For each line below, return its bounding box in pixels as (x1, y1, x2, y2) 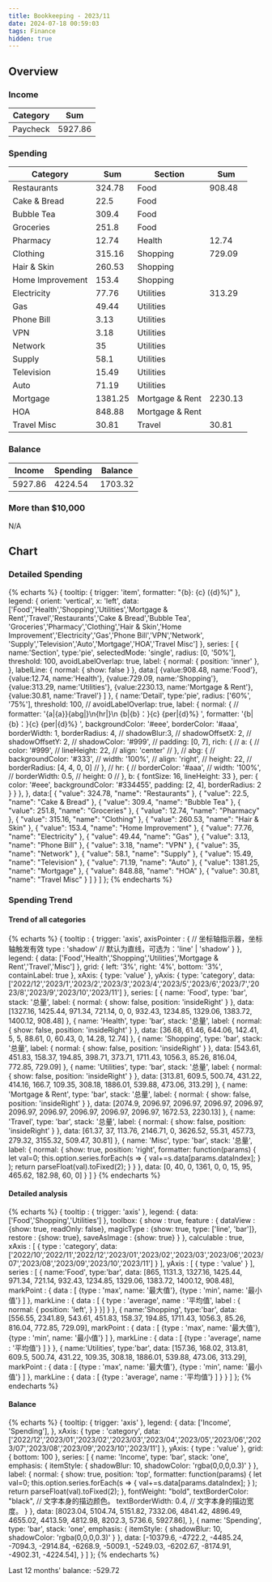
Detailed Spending (8, 569, 83, 580)
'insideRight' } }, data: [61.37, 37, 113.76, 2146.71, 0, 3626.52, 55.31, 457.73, (8, 1126, 256, 1135)
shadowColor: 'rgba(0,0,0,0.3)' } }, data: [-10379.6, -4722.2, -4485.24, (8, 1533, 244, 1542)
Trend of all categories (8, 915, 87, 925)
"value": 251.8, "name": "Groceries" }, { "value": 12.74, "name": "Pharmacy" (8, 806, 261, 815)
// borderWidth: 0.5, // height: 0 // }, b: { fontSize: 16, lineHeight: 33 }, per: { (8, 771, 259, 780)
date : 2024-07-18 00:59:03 (8, 19, 100, 28)
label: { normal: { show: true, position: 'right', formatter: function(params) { (8, 1144, 257, 1154)
